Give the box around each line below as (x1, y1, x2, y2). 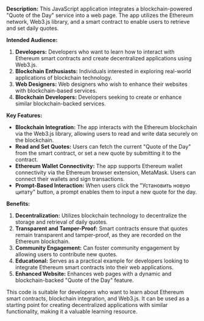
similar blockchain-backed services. (15, 100, 107, 107)
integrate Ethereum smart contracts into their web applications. (15, 264, 174, 270)
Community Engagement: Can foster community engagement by (15, 244, 180, 252)
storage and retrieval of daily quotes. (15, 219, 108, 225)
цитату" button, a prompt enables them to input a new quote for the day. (15, 188, 197, 196)
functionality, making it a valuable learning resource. (6, 308, 138, 315)
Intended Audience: (6, 37, 58, 43)
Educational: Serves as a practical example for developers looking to (15, 257, 189, 264)
